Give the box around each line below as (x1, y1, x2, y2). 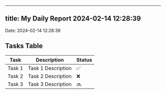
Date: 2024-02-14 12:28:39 (5, 28, 61, 33)
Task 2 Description (28, 72, 72, 79)
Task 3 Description (28, 81, 72, 88)
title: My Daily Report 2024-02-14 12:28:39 (5, 14, 141, 23)
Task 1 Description (28, 64, 72, 71)
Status (76, 56, 92, 63)
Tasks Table (5, 42, 43, 50)
